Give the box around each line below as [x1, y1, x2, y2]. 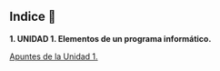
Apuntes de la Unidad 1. [9, 51, 98, 62]
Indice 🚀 [9, 9, 56, 25]
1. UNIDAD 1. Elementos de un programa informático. [9, 33, 212, 44]
